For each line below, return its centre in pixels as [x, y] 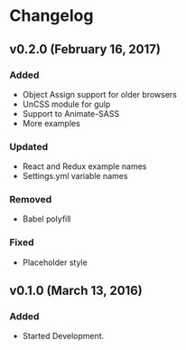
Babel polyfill [46, 219]
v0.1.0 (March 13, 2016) [76, 291]
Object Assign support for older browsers [100, 94]
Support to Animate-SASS [71, 113]
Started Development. [63, 336]
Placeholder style [55, 262]
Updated [28, 147]
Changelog [51, 16]
